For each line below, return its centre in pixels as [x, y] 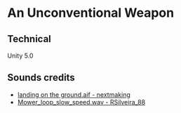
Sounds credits [41, 78]
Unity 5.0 [20, 55]
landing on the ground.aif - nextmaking [74, 94]
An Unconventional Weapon [90, 13]
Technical [29, 39]
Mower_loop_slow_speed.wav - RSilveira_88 [81, 102]
